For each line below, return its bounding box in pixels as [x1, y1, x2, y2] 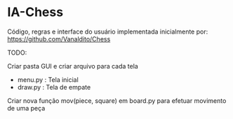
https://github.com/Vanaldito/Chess [7, 34, 111, 43]
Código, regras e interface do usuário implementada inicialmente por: [7, 27, 208, 36]
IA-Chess [7, 4, 64, 20]
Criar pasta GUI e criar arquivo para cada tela [7, 62, 138, 70]
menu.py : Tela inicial [17, 75, 79, 84]
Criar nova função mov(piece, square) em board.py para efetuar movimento [7, 96, 227, 105]
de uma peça [7, 104, 46, 112]
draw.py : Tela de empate [17, 83, 91, 91]
